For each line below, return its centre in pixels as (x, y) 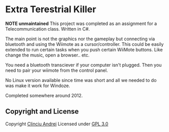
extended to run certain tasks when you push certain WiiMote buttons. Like (84, 49)
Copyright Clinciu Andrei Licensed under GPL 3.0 (57, 124)
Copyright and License (42, 111)
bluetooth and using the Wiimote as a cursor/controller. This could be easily (84, 44)
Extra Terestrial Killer (51, 9)
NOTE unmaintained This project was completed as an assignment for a (81, 23)
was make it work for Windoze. (38, 86)
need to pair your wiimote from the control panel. (57, 70)
